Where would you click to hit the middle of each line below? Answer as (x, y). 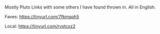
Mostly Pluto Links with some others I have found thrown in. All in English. (80, 7)
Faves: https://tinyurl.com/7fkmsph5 (42, 17)
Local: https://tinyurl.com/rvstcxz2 (40, 26)
